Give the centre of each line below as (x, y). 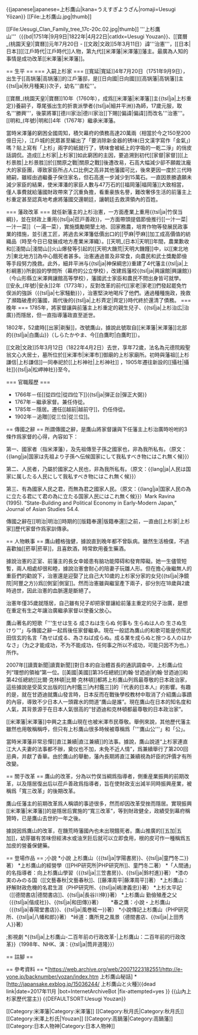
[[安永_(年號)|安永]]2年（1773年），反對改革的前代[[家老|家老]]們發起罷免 (94, 286)
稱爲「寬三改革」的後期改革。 (42, 791)
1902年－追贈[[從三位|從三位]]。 (54, 417)
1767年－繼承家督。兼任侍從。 (51, 402)
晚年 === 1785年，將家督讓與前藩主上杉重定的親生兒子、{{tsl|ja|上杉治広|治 (98, 308)
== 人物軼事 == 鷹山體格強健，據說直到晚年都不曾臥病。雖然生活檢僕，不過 (98, 541)
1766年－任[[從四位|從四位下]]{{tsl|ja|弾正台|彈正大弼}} (81, 395)
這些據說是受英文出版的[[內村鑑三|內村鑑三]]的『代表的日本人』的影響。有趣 (99, 687)
